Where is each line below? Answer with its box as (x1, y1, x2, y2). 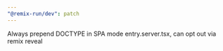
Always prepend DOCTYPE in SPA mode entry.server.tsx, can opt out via (7, 29, 217, 38)
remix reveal (7, 36, 43, 45)
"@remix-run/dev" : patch (7, 10, 80, 17)
